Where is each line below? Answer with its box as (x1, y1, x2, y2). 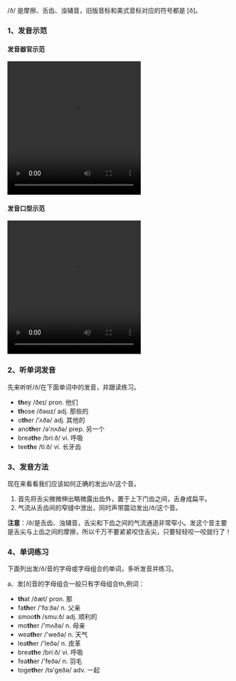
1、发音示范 (7, 26, 48, 36)
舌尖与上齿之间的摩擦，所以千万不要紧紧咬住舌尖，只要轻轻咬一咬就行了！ (13, 527, 232, 536)
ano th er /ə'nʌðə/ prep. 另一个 (17, 424, 105, 433)
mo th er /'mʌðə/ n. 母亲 (17, 621, 85, 630)
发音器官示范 (7, 45, 45, 53)
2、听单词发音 (7, 365, 56, 375)
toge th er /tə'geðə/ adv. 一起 (17, 666, 100, 675)
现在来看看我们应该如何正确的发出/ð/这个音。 (7, 479, 141, 487)
